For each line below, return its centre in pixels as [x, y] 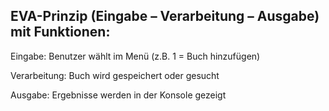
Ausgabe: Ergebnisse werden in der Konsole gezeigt [118, 95]
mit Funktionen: [60, 32]
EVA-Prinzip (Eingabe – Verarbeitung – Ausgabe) [165, 16]
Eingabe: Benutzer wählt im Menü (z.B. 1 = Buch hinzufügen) [135, 56]
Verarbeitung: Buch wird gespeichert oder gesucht [115, 75]
